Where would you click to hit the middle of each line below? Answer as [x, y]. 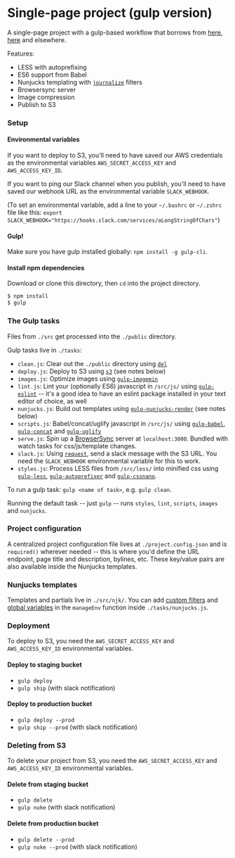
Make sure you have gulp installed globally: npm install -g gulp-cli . [108, 252]
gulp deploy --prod [46, 720]
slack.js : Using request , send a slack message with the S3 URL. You [117, 453]
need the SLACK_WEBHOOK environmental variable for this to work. [109, 461]
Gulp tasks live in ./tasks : [45, 350]
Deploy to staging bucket [45, 664]
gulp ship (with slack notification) [66, 688]
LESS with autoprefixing [52, 67]
